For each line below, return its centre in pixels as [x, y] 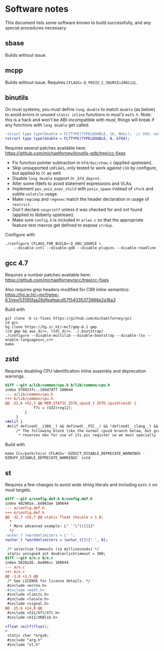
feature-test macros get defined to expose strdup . [62, 225]
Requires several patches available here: [46, 148]
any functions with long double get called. [47, 125]
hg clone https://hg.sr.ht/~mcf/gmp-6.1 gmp [51, 327]
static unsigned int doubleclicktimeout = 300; [56, 553]
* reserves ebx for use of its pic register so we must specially [87, 435]
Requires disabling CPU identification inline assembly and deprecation [76, 371]
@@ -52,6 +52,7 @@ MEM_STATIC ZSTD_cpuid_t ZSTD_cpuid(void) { [71, 403]
